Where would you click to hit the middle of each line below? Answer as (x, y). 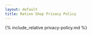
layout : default (21, 9)
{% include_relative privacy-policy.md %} (46, 27)
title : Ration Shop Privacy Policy (41, 14)
